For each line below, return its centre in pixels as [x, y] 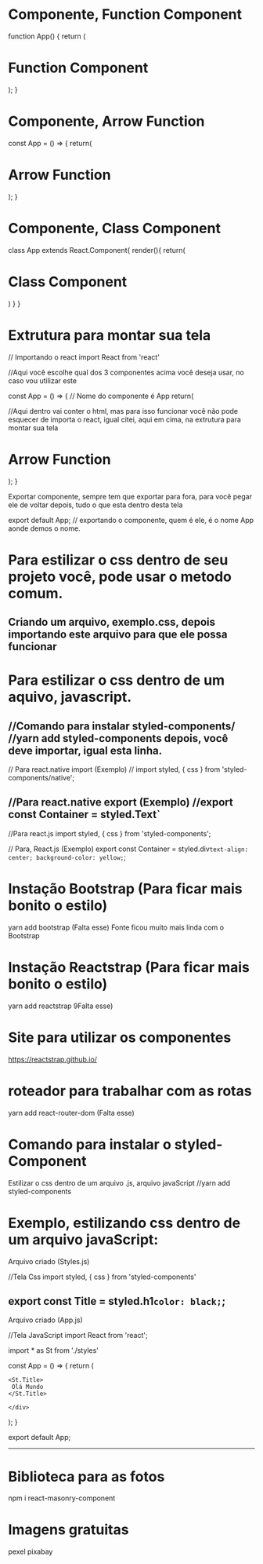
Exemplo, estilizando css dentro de [124, 1223]
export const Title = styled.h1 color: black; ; [117, 1301]
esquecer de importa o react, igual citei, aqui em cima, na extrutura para [124, 419]
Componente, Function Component [125, 15]
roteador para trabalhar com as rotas [130, 1091]
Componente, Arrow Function [106, 121]
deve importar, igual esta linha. [85, 750]
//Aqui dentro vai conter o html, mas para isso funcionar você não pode [123, 411]
